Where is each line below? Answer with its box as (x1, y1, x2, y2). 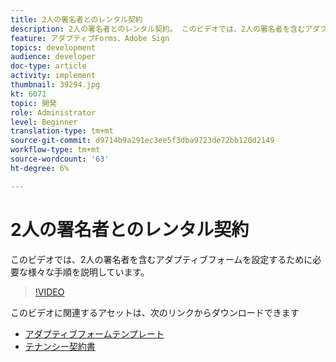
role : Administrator (10, 107, 97, 118)
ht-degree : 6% (10, 163, 70, 173)
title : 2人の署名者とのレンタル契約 (10, 14, 143, 25)
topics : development (10, 42, 97, 53)
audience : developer (10, 52, 97, 62)
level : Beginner (10, 117, 78, 127)
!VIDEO (34, 286, 65, 298)
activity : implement (10, 71, 97, 81)
